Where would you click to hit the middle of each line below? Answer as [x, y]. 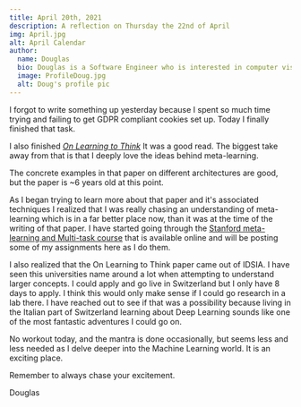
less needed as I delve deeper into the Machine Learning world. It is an [140, 348]
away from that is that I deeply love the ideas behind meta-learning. [134, 155]
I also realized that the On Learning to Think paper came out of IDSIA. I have [150, 264]
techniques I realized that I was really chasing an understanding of [132, 209]
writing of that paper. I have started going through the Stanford [125, 228]
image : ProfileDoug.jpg [61, 76]
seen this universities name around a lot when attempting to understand [142, 274]
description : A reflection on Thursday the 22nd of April [120, 26]
